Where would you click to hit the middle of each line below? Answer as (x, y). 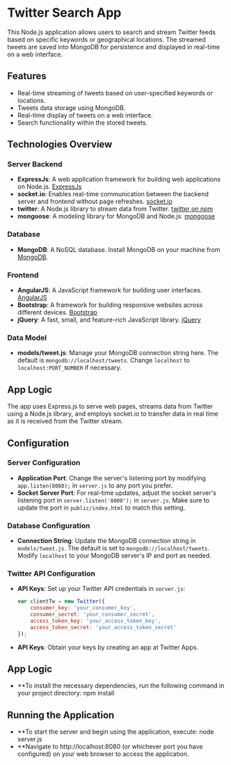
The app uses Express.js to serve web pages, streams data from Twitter (110, 407)
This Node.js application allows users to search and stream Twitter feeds (111, 32)
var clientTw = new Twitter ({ (61, 601)
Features (27, 76)
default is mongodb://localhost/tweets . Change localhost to (103, 361)
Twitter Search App (64, 13)
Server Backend (35, 164)
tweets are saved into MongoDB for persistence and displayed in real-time (114, 47)
